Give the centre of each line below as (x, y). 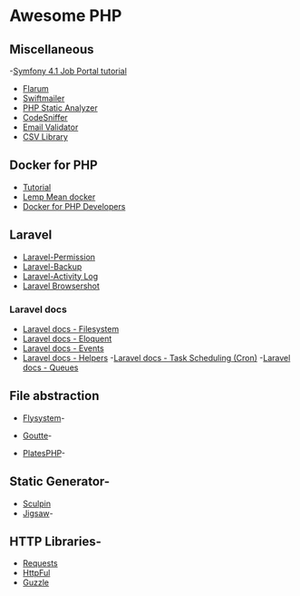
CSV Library (45, 137)
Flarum (36, 88)
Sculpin (37, 503)
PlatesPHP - (44, 453)
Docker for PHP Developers (74, 206)
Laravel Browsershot (61, 286)
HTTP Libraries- (55, 541)
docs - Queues (50, 367)
